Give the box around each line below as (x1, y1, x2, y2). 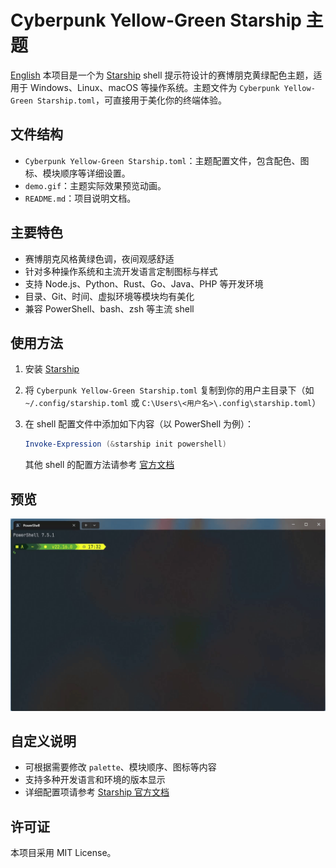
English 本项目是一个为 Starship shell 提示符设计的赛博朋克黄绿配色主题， (10, 69, 314, 81)
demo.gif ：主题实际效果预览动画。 (24, 179, 167, 191)
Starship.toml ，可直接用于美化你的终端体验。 (36, 94, 228, 106)
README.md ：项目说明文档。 (24, 192, 137, 204)
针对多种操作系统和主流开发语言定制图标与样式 (24, 265, 218, 277)
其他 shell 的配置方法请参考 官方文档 (24, 459, 175, 471)
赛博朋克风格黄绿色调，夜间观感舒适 (24, 252, 175, 265)
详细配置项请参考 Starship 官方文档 (24, 786, 170, 798)
